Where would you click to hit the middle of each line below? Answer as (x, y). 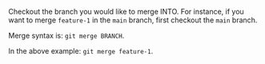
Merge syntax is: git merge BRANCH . (66, 36)
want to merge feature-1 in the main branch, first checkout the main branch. (133, 20)
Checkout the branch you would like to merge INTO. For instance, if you (126, 12)
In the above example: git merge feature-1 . (81, 51)
